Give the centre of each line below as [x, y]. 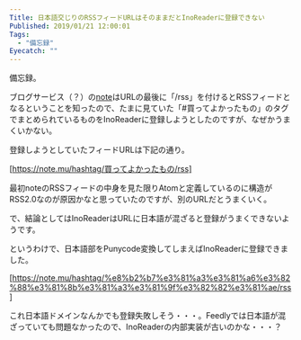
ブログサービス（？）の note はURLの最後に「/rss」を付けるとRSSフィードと [150, 97]
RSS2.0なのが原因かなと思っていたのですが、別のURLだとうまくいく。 [141, 200]
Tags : [19, 34]
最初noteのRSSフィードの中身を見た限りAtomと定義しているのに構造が [141, 188]
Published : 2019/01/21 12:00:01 [70, 26]
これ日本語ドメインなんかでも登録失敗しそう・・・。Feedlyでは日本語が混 [147, 316]
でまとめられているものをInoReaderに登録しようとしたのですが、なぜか [142, 120]
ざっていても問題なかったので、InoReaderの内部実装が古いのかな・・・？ [146, 327]
